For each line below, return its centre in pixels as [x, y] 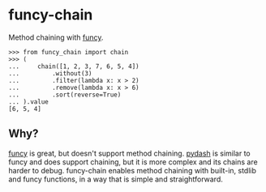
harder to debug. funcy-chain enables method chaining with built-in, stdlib [133, 170]
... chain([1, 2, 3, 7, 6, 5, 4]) [74, 66]
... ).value [28, 102]
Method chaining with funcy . [56, 37]
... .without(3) [50, 73]
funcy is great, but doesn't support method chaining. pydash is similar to [130, 153]
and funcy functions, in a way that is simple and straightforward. [116, 179]
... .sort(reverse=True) [65, 95]
